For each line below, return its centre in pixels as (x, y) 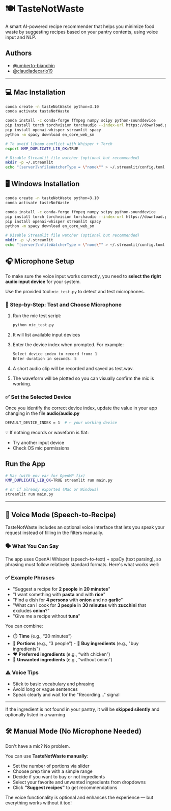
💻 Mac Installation (36, 92)
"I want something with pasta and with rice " (59, 594)
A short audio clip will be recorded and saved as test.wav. (73, 368)
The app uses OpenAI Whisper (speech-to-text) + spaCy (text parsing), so (83, 559)
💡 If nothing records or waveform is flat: (47, 432)
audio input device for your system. (43, 282)
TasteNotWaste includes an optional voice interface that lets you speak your (85, 527)
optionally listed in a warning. (36, 714)
